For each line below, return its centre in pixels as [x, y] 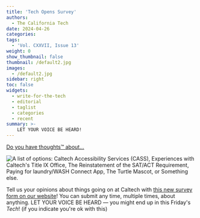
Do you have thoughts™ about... [45, 147]
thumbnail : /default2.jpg [39, 62]
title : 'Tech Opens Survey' [42, 12]
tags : [13, 40]
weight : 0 [19, 51]
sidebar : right [25, 79]
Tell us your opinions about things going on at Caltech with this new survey [99, 190]
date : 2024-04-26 [28, 29]
